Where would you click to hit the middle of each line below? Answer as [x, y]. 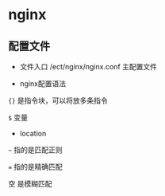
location [33, 133]
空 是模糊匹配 [30, 184]
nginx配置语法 [42, 84]
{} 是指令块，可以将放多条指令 [58, 100]
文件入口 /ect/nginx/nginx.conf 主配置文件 [88, 67]
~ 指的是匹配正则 [36, 150]
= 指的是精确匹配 [36, 167]
